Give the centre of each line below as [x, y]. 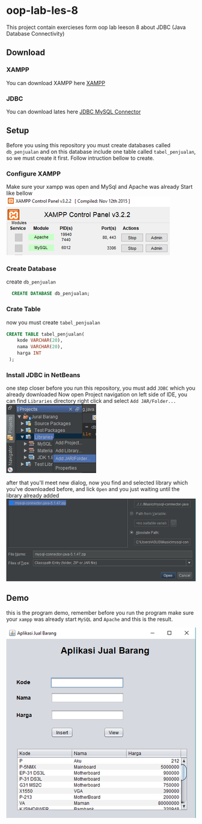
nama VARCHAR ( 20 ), [40, 347]
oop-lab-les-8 [42, 11]
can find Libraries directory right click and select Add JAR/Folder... [91, 401]
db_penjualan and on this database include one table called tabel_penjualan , [101, 151]
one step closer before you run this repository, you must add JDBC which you [101, 388]
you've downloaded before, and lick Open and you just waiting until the [93, 489]
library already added [33, 496]
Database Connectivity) [35, 33]
